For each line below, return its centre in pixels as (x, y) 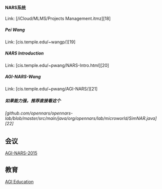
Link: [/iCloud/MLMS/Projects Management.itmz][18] (58, 19)
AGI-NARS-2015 (21, 153)
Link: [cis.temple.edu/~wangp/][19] (40, 42)
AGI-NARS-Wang (23, 76)
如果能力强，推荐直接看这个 (33, 100)
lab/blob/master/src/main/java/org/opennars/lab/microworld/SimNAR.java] (81, 118)
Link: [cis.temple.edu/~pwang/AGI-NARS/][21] (51, 89)
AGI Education (20, 181)
